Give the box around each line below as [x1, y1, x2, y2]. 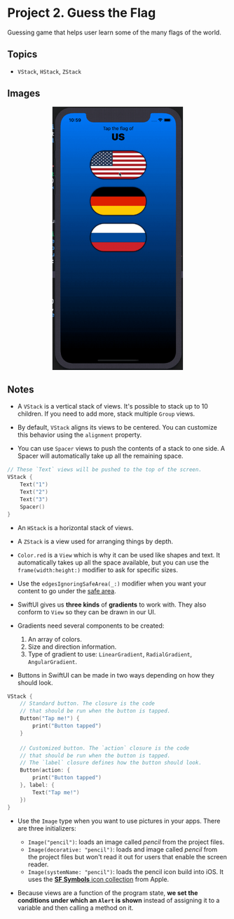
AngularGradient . [27, 657, 78, 666]
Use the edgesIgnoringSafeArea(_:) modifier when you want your [17, 579, 207, 588]
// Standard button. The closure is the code [20, 700, 156, 707]
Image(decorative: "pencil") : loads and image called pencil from [27, 845, 218, 854]
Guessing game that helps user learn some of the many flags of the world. [7, 28, 222, 37]
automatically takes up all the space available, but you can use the [17, 558, 209, 567]
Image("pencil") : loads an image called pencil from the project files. [27, 838, 225, 846]
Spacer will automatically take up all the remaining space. [17, 451, 184, 461]
